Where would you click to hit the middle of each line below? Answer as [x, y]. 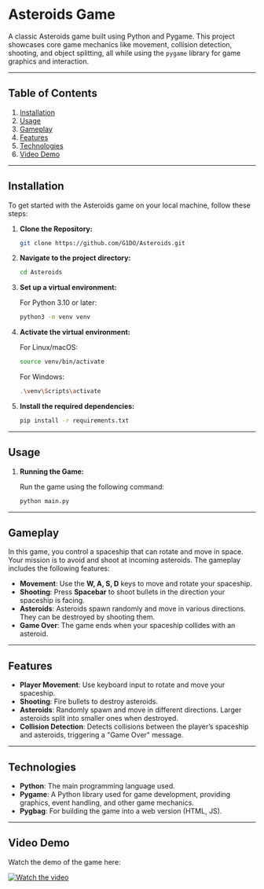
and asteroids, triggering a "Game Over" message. [101, 735]
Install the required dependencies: [77, 406]
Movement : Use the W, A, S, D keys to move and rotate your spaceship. [136, 584]
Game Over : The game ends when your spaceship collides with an [127, 626]
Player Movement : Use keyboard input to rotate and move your [122, 685]
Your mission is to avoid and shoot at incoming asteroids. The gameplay [125, 560]
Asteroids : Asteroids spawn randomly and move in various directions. [132, 609]
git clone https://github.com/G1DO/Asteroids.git [103, 243]
